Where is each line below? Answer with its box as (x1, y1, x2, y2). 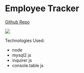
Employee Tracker (5, 3, 80, 14)
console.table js (12, 62, 44, 68)
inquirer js (12, 57, 32, 63)
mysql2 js (12, 52, 31, 58)
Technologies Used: (5, 37, 45, 43)
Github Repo (5, 19, 30, 25)
